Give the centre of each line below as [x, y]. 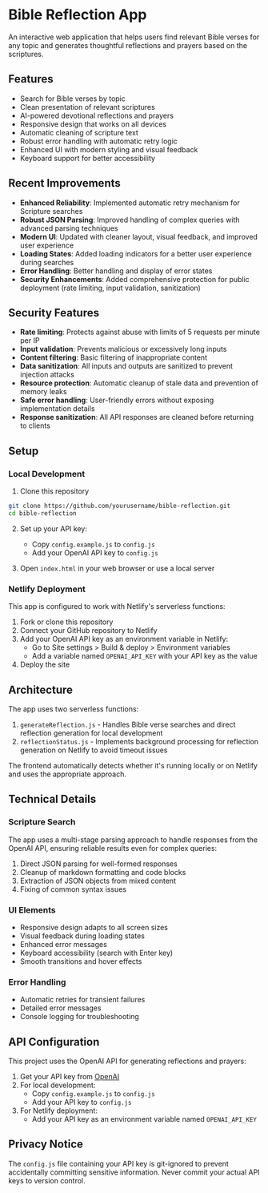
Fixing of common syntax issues [73, 889]
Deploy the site [45, 665]
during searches [47, 262]
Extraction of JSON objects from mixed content [98, 881]
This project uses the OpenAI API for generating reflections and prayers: [127, 1061]
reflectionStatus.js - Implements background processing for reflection [139, 741]
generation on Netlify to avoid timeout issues [94, 750]
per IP [30, 341]
